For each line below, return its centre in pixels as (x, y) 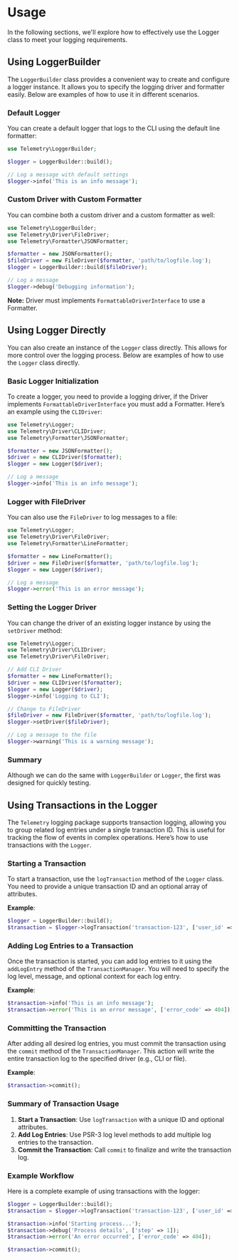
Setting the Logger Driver (52, 607)
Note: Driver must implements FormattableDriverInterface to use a (106, 300)
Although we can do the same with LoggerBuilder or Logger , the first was (114, 775)
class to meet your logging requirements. (68, 39)
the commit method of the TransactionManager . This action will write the (111, 1051)
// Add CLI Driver (34, 670)
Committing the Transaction (57, 1028)
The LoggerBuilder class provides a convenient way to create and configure (118, 79)
